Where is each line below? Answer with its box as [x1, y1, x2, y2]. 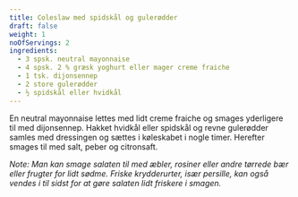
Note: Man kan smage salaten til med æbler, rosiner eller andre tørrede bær [9, 158, 289, 169]
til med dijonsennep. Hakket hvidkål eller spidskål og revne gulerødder [9, 122, 268, 133]
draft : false [9, 21, 58, 30]
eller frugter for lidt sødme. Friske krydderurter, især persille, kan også [9, 167, 269, 179]
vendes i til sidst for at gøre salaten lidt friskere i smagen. [9, 177, 222, 188]
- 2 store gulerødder [17, 80, 98, 89]
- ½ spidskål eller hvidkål [17, 88, 123, 97]
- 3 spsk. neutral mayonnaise [17, 55, 130, 64]
